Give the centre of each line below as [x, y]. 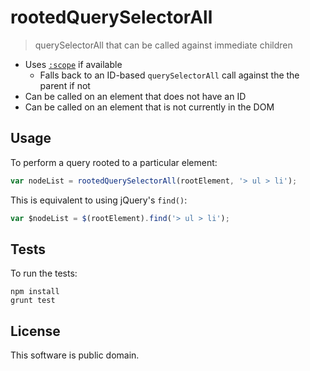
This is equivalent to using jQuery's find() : [99, 200]
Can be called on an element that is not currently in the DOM [149, 107]
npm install [35, 292]
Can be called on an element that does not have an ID [135, 96]
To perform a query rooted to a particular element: [114, 162]
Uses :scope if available [73, 64]
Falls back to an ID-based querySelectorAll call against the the [169, 75]
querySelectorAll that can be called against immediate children [163, 45]
